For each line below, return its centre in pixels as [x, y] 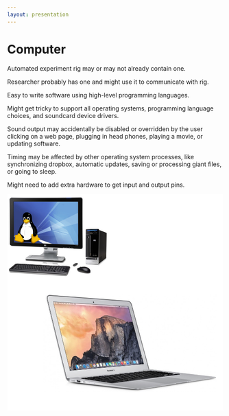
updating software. [34, 143]
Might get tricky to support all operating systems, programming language [110, 108]
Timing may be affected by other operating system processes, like [100, 157]
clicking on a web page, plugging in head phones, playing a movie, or [105, 136]
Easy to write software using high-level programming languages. [98, 95]
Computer [37, 49]
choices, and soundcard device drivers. [63, 115]
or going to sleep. [32, 171]
